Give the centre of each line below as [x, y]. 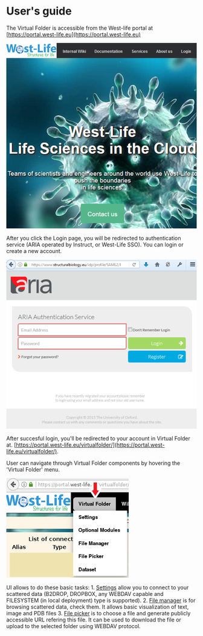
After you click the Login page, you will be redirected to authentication [94, 238]
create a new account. [34, 251]
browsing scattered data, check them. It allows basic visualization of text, [98, 607]
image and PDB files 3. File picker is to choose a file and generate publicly [98, 613]
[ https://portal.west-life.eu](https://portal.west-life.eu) [73, 34]
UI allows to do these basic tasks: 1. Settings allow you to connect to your [98, 587]
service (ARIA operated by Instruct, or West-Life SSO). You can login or [95, 245]
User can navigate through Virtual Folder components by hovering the [93, 463]
